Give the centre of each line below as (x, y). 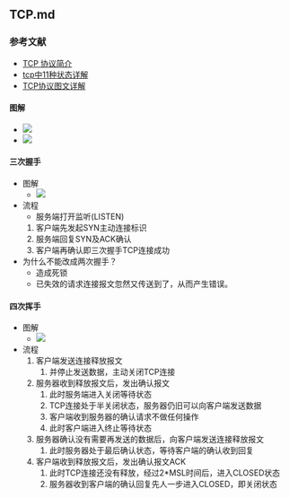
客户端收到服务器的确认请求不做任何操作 (124, 417)
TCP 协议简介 (47, 63)
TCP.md (32, 15)
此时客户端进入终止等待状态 (101, 428)
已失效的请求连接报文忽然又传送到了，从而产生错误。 (134, 284)
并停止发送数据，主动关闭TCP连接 (112, 372)
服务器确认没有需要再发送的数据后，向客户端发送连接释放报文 (150, 440)
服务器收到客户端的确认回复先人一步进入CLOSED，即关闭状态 (163, 485)
